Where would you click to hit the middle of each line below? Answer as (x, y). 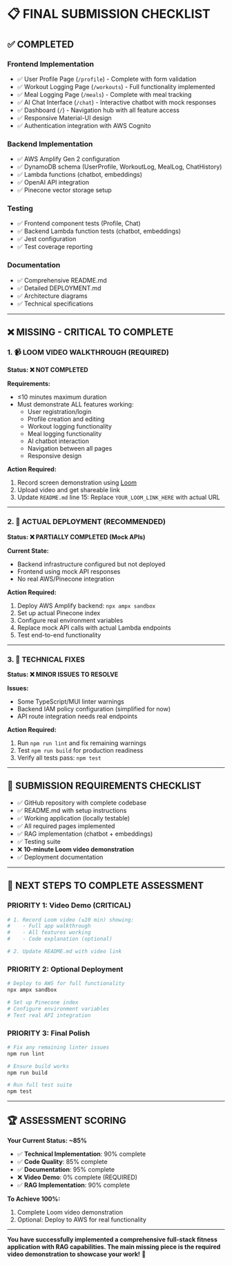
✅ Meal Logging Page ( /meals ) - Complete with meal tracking (104, 94)
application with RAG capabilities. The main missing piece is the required (114, 1246)
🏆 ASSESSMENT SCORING (67, 1120)
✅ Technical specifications (55, 303)
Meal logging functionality (65, 434)
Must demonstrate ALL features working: (75, 404)
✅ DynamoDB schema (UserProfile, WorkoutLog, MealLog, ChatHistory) (119, 167)
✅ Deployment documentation (60, 857)
